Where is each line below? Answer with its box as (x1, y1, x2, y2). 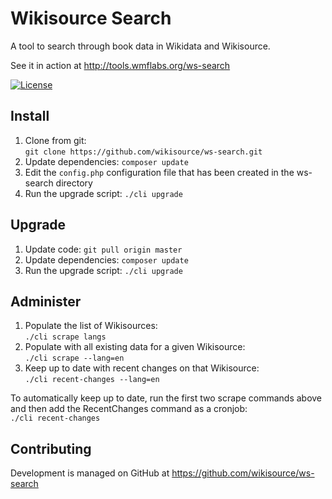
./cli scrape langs (24, 332, 107, 342)
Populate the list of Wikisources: (24, 320, 158, 332)
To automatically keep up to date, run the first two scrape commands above (10, 392, 323, 404)
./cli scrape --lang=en (24, 353, 125, 364)
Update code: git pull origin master (24, 243, 183, 255)
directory (55, 177, 93, 189)
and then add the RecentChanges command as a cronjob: (10, 403, 248, 415)
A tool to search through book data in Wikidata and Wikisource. (10, 40, 271, 52)
